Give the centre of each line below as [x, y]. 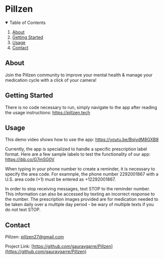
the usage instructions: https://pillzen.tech [48, 112]
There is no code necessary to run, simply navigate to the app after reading [81, 107]
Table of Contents [27, 23]
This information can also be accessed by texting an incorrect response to [80, 194]
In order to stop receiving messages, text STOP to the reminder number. [78, 189]
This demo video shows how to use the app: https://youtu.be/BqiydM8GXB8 [82, 140]
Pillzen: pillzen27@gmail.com [35, 237]
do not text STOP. [23, 210]
